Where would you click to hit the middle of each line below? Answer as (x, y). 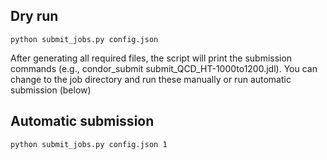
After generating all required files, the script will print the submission (151, 58)
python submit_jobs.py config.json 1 (89, 144)
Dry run (34, 16)
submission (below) (51, 90)
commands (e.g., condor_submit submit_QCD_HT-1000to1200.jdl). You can (164, 68)
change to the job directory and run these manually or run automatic (151, 79)
